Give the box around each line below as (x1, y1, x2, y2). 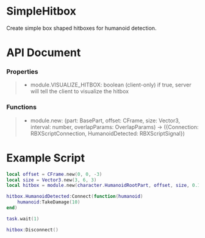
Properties (6, 68, 38, 76)
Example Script (6, 151, 85, 165)
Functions (6, 103, 37, 111)
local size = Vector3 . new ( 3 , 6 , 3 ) (6, 177, 97, 183)
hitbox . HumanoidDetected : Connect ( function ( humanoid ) (6, 194, 143, 200)
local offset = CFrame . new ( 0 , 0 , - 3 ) (6, 171, 103, 177)
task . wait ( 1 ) (6, 215, 40, 222)
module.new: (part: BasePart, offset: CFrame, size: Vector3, (30, 117, 181, 124)
